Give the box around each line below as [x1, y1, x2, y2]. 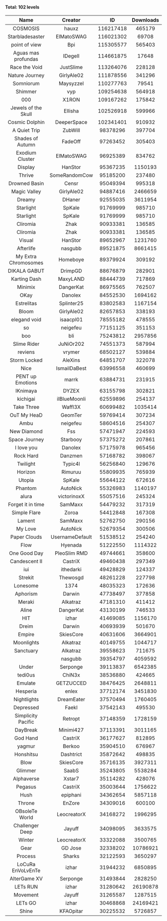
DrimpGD [60, 267, 83, 274]
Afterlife [16, 245, 36, 252]
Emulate [16, 680, 36, 687]
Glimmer [16, 767, 36, 774]
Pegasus [16, 784, 36, 791]
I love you [14, 444, 38, 451]
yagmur [17, 743, 36, 750]
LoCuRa [16, 861, 36, 868]
